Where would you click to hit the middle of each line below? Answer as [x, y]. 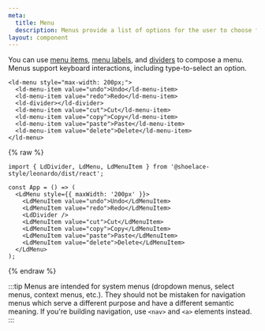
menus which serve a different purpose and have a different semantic [121, 303]
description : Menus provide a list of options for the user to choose [134, 30]
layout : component [38, 37]
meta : [17, 15]
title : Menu [35, 23]
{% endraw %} [32, 271]
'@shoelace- [190, 167]
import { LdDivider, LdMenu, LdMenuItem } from [88, 167]
